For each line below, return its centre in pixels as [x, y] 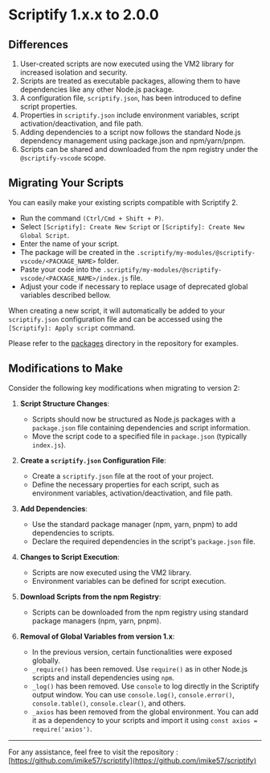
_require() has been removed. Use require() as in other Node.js [139, 668]
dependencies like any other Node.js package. [97, 89]
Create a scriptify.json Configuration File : [93, 460]
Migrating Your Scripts [66, 183]
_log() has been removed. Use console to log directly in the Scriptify [145, 686]
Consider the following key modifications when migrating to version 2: [124, 388]
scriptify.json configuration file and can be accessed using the [115, 319]
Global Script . [45, 235]
